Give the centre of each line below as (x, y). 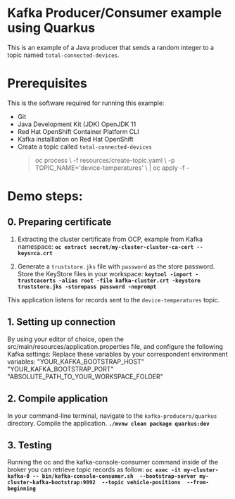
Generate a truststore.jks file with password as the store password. (116, 266)
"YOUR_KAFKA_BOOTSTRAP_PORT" (61, 369)
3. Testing (30, 445)
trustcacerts (37, 281)
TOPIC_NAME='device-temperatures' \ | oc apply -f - (112, 168)
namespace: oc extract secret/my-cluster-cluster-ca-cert (106, 246)
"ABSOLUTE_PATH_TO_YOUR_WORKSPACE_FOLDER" (85, 376)
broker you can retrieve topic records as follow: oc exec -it (94, 469)
